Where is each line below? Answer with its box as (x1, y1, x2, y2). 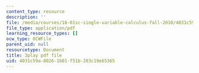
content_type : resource (6, 8, 65, 15)
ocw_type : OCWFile (6, 36, 52, 42)
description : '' (6, 14, 46, 20)
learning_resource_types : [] (6, 31, 78, 36)
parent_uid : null (6, 42, 49, 48)
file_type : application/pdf (6, 25, 76, 31)
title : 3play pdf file (6, 52, 62, 58)
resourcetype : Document (6, 47, 65, 53)
